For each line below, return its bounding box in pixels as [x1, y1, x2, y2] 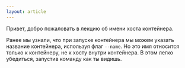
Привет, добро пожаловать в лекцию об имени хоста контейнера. [6, 25, 174, 32]
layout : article [6, 8, 46, 15]
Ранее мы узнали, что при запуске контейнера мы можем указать [6, 36, 174, 43]
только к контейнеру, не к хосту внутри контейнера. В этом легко [6, 48, 174, 56]
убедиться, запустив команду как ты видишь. [6, 55, 122, 62]
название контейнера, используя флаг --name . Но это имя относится [6, 43, 180, 50]
